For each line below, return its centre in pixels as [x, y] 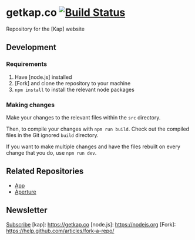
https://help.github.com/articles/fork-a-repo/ [60, 231]
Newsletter [27, 210]
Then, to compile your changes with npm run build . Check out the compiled [98, 129]
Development [31, 47]
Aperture [25, 192]
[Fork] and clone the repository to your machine [73, 83]
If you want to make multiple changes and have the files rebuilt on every [93, 146]
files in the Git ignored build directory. [52, 135]
